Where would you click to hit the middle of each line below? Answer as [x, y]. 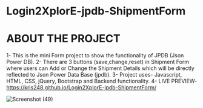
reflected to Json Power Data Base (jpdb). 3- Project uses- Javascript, [94, 75]
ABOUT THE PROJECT [63, 39]
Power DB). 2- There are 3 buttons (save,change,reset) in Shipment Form [98, 62]
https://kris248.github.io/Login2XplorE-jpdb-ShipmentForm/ [81, 87]
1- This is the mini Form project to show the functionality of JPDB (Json [95, 56]
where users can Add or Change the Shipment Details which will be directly [101, 68]
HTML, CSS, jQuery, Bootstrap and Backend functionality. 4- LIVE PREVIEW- [102, 81]
